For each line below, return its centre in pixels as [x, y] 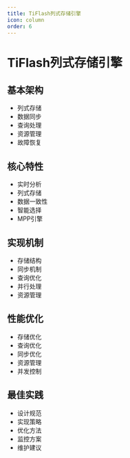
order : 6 [20, 26]
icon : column [26, 20]
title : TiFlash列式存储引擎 [44, 13]
